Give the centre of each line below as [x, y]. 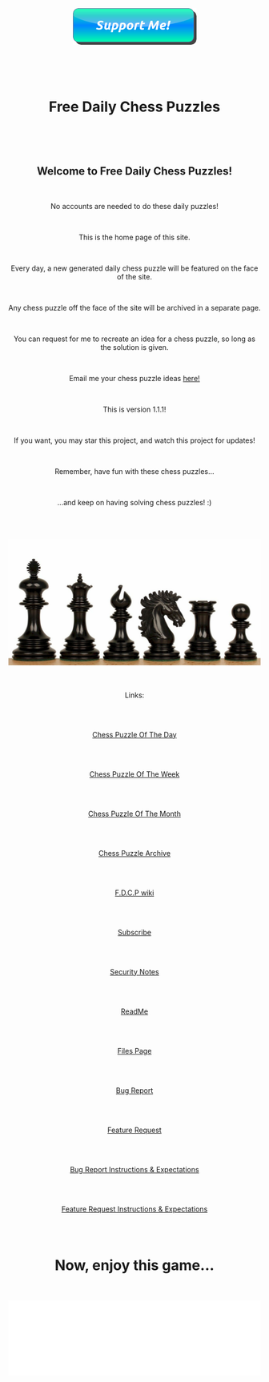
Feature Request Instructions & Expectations [134, 1209]
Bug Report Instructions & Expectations [134, 1169]
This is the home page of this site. [134, 237]
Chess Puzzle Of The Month [134, 814]
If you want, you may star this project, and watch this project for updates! [134, 440]
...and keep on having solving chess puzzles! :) [134, 502]
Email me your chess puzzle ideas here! [134, 378]
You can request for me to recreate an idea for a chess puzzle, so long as [134, 339]
